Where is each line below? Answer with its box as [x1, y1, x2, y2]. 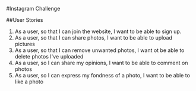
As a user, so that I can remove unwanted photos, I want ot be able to [14, 47, 185, 54]
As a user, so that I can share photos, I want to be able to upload [14, 34, 172, 41]
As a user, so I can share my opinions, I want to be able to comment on [14, 59, 188, 66]
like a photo [14, 78, 43, 85]
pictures [14, 41, 36, 47]
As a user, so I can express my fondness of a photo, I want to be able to [14, 72, 190, 79]
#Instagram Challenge [6, 5, 61, 12]
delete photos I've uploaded [14, 53, 84, 60]
